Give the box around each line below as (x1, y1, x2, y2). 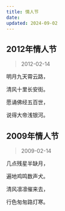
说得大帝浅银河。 (6, 111, 49, 118)
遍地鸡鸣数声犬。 (6, 173, 49, 180)
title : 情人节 (6, 8, 39, 15)
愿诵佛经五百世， (6, 99, 49, 106)
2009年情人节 (6, 131, 59, 141)
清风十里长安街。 (6, 86, 49, 93)
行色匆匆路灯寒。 (6, 198, 49, 206)
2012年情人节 (6, 44, 57, 54)
